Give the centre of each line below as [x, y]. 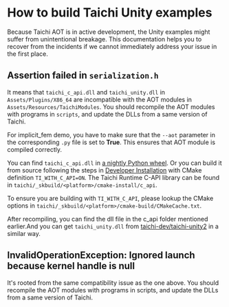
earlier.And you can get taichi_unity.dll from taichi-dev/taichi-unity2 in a [113, 226]
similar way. [24, 233]
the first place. [28, 54]
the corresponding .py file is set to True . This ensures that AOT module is [111, 142]
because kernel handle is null [71, 266]
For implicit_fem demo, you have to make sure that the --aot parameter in [111, 135]
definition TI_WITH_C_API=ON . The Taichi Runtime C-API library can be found [113, 177]
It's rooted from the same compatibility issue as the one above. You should [113, 283]
